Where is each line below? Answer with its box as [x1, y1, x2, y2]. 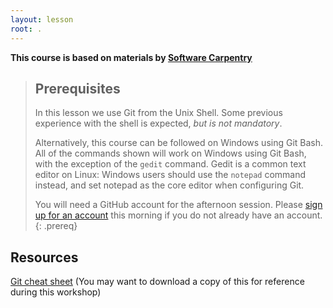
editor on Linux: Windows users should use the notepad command [34, 169, 307, 181]
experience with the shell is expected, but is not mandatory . [34, 117, 283, 130]
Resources [10, 249, 79, 266]
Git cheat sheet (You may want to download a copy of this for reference [10, 276, 305, 288]
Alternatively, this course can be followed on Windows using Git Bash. [34, 137, 324, 149]
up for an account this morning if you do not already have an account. [34, 209, 323, 221]
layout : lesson [10, 14, 74, 25]
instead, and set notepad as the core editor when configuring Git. [34, 179, 305, 191]
